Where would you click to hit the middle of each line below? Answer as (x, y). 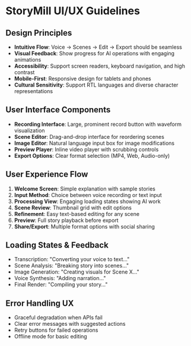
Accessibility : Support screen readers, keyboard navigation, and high (99, 66)
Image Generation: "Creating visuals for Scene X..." (77, 272)
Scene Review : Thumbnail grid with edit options (73, 207)
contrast (24, 72)
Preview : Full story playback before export (66, 220)
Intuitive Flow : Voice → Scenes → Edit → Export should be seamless (98, 47)
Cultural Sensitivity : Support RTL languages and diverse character (96, 85)
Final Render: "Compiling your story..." (61, 285)
